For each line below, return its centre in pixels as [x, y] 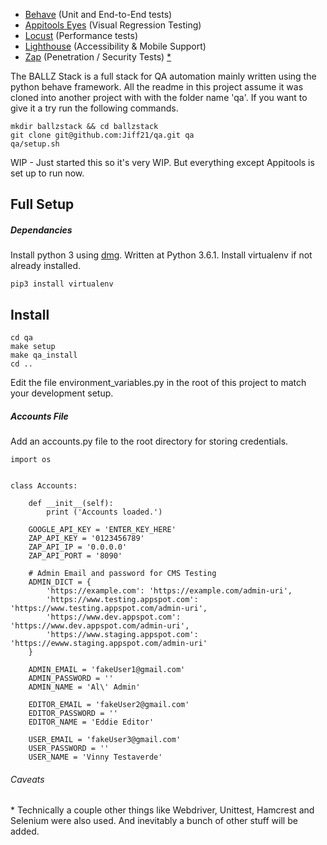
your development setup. [62, 393]
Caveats [27, 779]
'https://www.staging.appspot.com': [122, 635]
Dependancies [41, 230]
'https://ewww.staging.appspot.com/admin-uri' [109, 644]
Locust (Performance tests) [81, 35]
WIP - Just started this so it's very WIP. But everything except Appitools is [162, 162]
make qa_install [44, 355]
